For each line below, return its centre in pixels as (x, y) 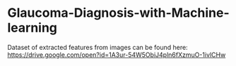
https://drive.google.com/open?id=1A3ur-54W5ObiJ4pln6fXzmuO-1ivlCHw (117, 55)
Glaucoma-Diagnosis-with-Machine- (118, 13)
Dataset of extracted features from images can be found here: (98, 47)
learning (33, 28)
